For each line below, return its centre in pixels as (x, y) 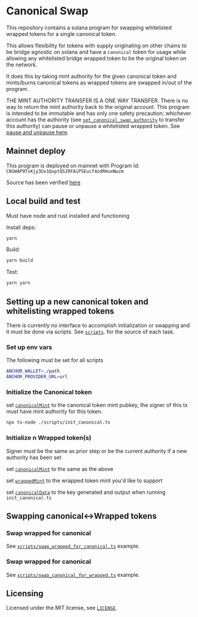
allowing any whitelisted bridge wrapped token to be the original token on (96, 58)
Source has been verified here (43, 182)
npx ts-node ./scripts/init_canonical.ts (58, 423)
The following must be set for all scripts (55, 360)
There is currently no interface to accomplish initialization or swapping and (98, 325)
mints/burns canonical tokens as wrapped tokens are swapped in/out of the (99, 83)
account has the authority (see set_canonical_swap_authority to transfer (95, 119)
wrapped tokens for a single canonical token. (61, 34)
